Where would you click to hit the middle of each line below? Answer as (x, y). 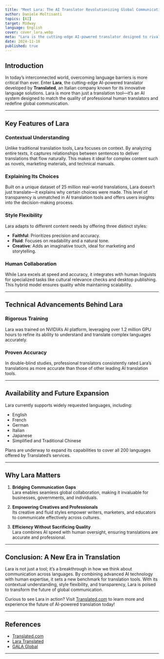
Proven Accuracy (26, 352)
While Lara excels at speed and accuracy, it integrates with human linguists (81, 274)
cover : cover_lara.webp (29, 32)
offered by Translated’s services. (38, 455)
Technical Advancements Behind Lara (64, 305)
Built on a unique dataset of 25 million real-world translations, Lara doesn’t (80, 187)
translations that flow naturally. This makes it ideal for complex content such (82, 159)
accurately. (16, 340)
